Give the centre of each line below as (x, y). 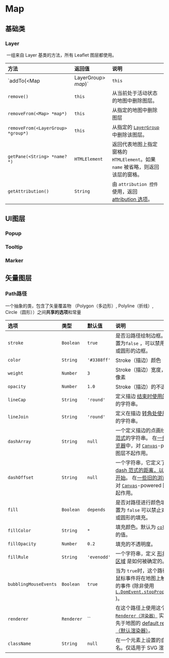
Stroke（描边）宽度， (141, 369)
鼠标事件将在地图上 (138, 578)
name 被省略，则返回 (136, 167)
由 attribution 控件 (135, 184)
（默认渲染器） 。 (134, 631)
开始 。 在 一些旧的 (136, 478)
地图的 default (142, 623)
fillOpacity (22, 544)
